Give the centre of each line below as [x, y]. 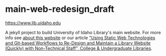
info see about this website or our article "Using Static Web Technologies [80, 38]
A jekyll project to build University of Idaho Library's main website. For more [83, 32]
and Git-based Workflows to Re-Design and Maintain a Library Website [78, 43]
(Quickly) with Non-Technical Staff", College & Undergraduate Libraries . [79, 48]
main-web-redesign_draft [60, 9]
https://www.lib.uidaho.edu [33, 23]
